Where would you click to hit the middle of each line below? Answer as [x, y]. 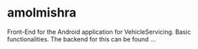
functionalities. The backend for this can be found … [81, 39]
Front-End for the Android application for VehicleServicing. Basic [99, 32]
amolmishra [42, 13]
